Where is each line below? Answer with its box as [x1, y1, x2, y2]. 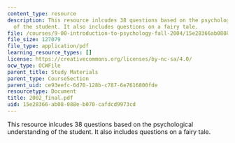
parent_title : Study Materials [7, 68, 99, 75]
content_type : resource [7, 10, 77, 17]
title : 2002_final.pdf [7, 95, 73, 102]
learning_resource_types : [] [7, 50, 92, 57]
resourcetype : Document [7, 88, 77, 95]
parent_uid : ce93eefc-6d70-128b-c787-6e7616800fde [7, 82, 158, 89]
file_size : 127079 [7, 36, 61, 43]
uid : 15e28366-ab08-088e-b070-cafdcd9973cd [7, 101, 136, 108]
